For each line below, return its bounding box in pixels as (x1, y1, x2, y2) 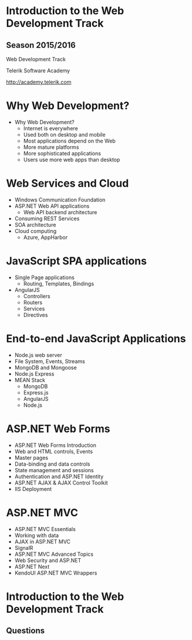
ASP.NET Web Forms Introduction (14, 442, 97, 449)
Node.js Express (14, 370, 55, 377)
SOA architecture (14, 221, 56, 228)
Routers (23, 299, 43, 306)
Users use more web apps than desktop (23, 156, 120, 163)
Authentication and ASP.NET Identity (14, 473, 104, 480)
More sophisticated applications (23, 150, 102, 157)
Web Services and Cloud (6, 177, 129, 190)
